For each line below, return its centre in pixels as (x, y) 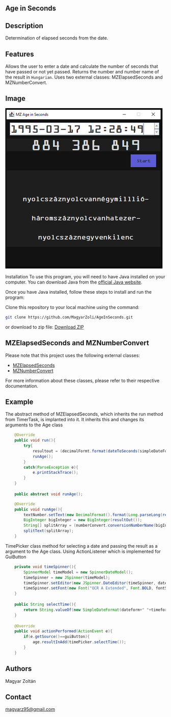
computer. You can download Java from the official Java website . (74, 282)
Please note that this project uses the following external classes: (73, 355)
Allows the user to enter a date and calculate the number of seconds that (82, 66)
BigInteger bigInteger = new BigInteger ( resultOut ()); (83, 520)
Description (24, 26)
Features (20, 54)
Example (19, 402)
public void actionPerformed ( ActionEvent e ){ (64, 631)
